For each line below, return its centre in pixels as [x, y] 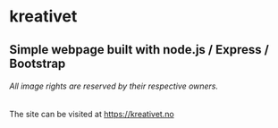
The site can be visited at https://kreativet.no [92, 114]
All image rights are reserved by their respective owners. [114, 86]
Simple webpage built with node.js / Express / [139, 50]
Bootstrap [38, 63]
